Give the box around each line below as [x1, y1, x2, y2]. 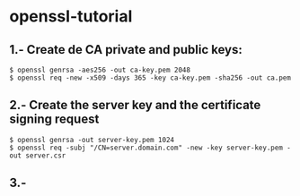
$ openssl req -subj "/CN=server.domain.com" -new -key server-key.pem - [9, 143, 292, 152]
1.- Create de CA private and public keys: [9, 42, 243, 57]
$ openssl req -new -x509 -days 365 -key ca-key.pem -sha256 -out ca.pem [9, 73, 292, 82]
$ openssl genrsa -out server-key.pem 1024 [9, 135, 175, 144]
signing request [9, 112, 100, 127]
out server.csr [9, 150, 66, 160]
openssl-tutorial [9, 6, 133, 27]
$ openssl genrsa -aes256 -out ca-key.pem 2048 [9, 65, 191, 74]
